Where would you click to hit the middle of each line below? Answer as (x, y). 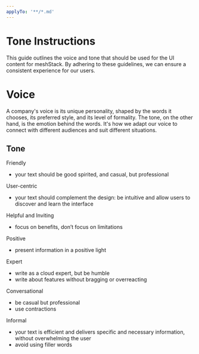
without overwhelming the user (53, 339)
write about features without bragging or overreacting (81, 280)
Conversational (25, 291)
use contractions (35, 309)
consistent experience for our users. (51, 70)
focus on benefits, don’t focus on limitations (69, 227)
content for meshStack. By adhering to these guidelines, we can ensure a (96, 64)
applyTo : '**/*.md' (30, 12)
